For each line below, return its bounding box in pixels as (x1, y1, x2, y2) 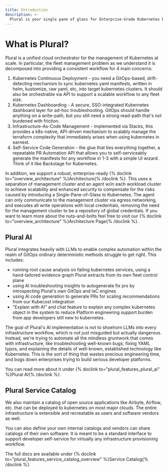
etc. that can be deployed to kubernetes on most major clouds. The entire (5, 405, 157, 411)
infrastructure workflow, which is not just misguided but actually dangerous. (5, 330, 161, 336)
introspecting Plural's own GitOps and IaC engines (12, 288, 116, 294)
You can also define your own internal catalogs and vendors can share (5, 425, 150, 431)
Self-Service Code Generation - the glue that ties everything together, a (12, 145, 160, 151)
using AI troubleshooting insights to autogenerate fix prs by (12, 283, 135, 289)
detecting (12, 81, 32, 87)
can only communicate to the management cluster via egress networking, (5, 197, 157, 203)
